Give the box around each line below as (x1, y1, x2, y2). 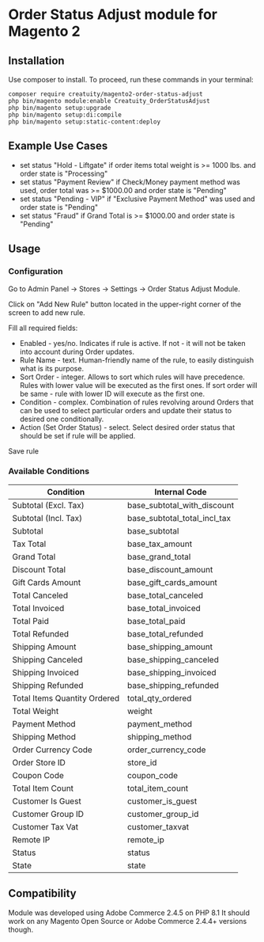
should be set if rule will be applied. (19, 431, 136, 440)
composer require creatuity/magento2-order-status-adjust (8, 90, 203, 98)
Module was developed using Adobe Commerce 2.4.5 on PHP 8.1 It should (8, 908, 251, 917)
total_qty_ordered (126, 693, 192, 704)
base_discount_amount (126, 564, 213, 575)
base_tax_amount (126, 538, 192, 549)
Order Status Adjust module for (8, 6, 217, 24)
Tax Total (12, 538, 47, 549)
